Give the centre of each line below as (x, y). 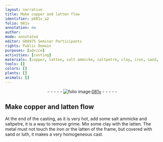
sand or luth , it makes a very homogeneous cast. (54, 134)
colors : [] (16, 69)
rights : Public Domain (28, 46)
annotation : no (21, 28)
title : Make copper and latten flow (42, 14)
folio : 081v (17, 23)
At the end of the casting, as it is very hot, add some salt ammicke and (76, 119)
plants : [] (16, 73)
